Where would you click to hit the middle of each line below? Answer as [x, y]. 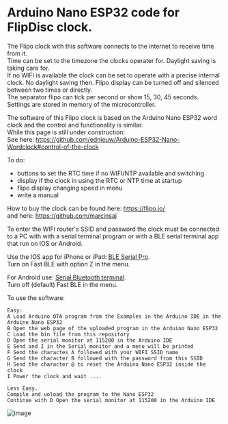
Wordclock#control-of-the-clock [53, 147]
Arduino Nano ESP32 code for [93, 13]
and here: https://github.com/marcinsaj [62, 215]
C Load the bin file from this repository [68, 334]
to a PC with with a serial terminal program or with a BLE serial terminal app [113, 236]
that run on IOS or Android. [45, 243]
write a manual [38, 195]
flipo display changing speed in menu [70, 188]
